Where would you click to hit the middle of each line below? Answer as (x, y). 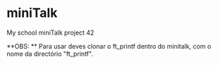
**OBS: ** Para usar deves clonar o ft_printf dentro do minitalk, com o (109, 46)
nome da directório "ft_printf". (50, 54)
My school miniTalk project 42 (50, 32)
